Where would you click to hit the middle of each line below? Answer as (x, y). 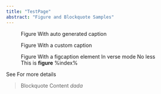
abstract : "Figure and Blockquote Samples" (60, 17)
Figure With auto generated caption (64, 33)
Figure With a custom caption (56, 45)
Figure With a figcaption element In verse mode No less (88, 56)
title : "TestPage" (28, 11)
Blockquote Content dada (52, 85)
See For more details (31, 74)
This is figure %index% (49, 63)
